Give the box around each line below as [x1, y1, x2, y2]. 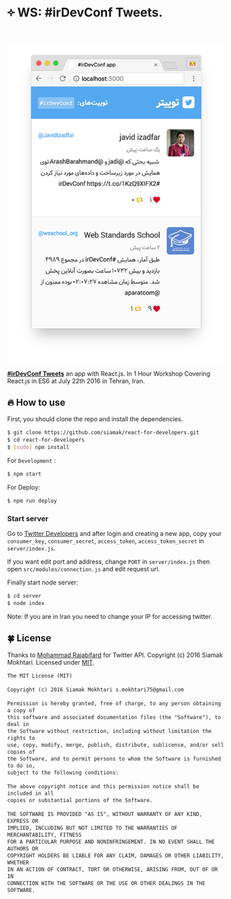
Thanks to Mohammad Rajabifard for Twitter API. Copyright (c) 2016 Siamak [7, 651, 223, 659]
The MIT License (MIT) [7, 672, 73, 679]
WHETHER [7, 859, 30, 866]
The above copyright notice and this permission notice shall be [7, 783, 199, 790]
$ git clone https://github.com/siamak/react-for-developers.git [7, 429, 199, 436]
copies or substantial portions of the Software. [7, 797, 154, 804]
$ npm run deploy [7, 497, 57, 504]
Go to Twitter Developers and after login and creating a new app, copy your [7, 530, 222, 537]
